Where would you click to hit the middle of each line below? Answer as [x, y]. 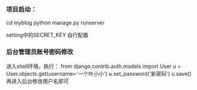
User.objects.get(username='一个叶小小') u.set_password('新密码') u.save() [99, 73]
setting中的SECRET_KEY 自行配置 [47, 35]
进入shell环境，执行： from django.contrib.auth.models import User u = [94, 66]
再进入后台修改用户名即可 [37, 81]
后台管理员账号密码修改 [40, 52]
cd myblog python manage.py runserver [56, 23]
